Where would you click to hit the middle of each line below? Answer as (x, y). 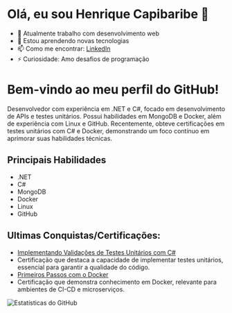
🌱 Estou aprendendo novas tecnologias (73, 40)
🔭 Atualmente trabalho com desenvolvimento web (88, 33)
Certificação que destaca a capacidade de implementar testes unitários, (120, 260)
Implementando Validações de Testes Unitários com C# (97, 252)
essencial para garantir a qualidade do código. (83, 267)
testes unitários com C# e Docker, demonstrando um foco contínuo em (108, 130)
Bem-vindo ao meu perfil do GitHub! (113, 90)
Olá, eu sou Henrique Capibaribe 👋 (108, 14)
